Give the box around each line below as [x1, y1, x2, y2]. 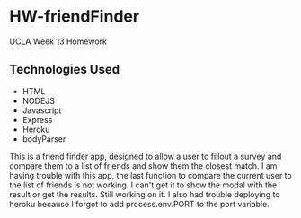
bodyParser [22, 133, 66, 144]
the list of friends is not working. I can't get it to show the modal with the [9, 179, 278, 190]
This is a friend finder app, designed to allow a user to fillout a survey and [9, 151, 282, 161]
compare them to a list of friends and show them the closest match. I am [9, 160, 278, 171]
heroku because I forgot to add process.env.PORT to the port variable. [9, 198, 270, 209]
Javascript [22, 105, 62, 116]
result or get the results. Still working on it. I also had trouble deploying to [9, 188, 280, 199]
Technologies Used [9, 62, 120, 77]
